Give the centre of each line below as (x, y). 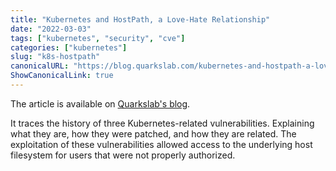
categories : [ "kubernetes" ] (69, 47)
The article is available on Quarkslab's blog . (100, 103)
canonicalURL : (40, 66)
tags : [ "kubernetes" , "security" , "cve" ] (98, 38)
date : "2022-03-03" (51, 29)
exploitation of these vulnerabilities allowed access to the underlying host (161, 144)
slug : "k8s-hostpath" (55, 57)
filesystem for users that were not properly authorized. (123, 155)
